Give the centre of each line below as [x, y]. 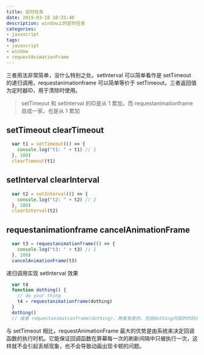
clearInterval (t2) [35, 211]
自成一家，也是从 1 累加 [50, 110]
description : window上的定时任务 [46, 23]
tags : [13, 40]
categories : [21, 29]
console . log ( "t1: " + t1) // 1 [57, 150]
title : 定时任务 [25, 12]
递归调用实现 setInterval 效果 [42, 273]
